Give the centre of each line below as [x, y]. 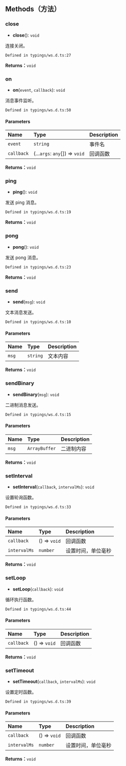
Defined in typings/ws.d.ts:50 [38, 110]
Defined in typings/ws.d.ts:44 [38, 609]
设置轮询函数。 [21, 497]
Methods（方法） [33, 9]
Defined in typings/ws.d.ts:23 [38, 267]
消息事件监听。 [21, 100]
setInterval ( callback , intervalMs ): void [53, 487]
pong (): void [26, 247]
